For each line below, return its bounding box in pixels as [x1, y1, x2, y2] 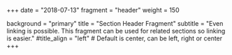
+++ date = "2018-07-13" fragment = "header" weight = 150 [6, 6, 180, 14]
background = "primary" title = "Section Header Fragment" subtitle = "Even [6, 19, 224, 27]
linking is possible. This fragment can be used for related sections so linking [6, 27, 226, 35]
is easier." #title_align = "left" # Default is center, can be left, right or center [6, 34, 223, 42]
